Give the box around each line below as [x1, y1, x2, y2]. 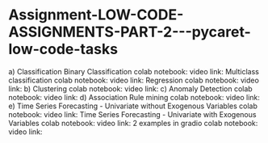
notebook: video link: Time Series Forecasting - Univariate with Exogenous [8, 109, 257, 119]
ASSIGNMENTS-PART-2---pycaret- [8, 23, 252, 41]
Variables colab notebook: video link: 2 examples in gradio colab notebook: [8, 118, 258, 128]
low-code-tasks [8, 40, 119, 58]
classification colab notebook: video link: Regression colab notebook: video [8, 75, 260, 85]
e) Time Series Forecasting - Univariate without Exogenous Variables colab [8, 101, 258, 111]
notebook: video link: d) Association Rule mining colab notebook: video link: [8, 92, 261, 102]
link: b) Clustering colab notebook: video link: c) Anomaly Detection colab [8, 83, 253, 94]
